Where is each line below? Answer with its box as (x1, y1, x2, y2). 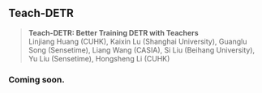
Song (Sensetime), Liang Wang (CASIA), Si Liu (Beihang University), (28, 44, 256, 55)
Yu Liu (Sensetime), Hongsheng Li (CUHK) (28, 53, 170, 63)
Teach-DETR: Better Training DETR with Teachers (28, 27, 199, 37)
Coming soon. (8, 74, 65, 85)
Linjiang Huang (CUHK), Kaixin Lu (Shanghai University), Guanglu (28, 36, 247, 46)
